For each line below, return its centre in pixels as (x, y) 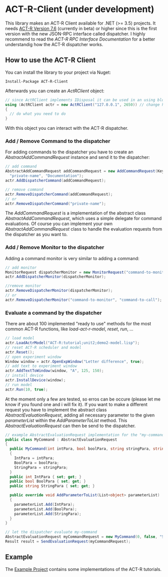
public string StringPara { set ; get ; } (52, 486)
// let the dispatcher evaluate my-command (51, 532)
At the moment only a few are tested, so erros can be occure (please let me (83, 399)
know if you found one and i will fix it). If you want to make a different (76, 404)
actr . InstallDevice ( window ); (35, 380)
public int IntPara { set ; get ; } (45, 477)
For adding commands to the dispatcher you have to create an (69, 152)
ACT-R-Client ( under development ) (80, 9)
